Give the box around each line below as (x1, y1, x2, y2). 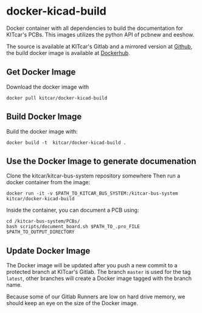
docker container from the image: (6, 179, 90, 186)
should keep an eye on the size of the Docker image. (6, 300, 139, 307)
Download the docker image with (6, 83, 89, 90)
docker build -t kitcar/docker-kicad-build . (6, 139, 127, 146)
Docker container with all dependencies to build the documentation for (6, 24, 184, 32)
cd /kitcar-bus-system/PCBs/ (6, 218, 80, 225)
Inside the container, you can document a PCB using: (6, 206, 139, 214)
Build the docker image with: (6, 128, 78, 135)
